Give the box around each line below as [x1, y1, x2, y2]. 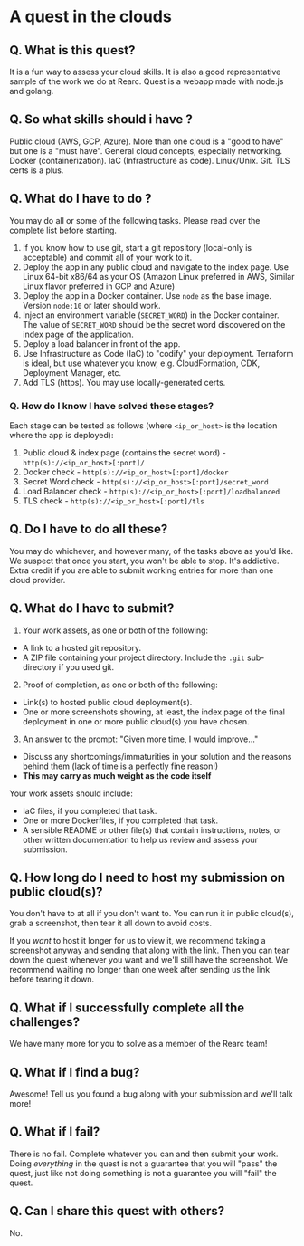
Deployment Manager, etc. [22, 367, 122, 378]
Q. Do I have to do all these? [9, 522, 168, 537]
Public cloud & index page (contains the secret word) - [22, 446, 226, 458]
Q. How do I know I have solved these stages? [9, 399, 214, 412]
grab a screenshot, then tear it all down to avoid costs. [9, 917, 213, 929]
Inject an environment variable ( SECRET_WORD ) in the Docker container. [22, 310, 280, 321]
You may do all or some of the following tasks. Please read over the [9, 215, 261, 225]
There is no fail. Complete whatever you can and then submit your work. [9, 1148, 279, 1159]
